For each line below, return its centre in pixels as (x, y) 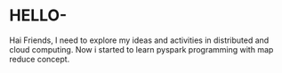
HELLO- (38, 16)
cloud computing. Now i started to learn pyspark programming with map (141, 49)
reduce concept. (40, 59)
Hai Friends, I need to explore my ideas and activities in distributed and (139, 40)
